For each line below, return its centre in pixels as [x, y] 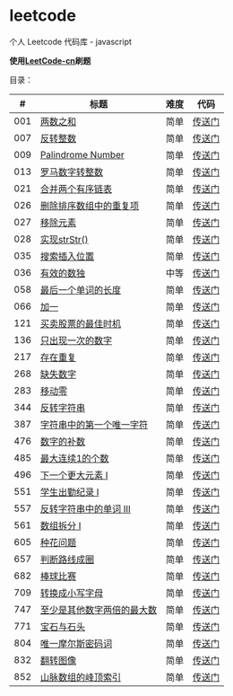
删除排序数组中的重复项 [90, 206]
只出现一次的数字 [76, 340]
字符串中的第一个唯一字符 [94, 425]
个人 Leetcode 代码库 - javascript [71, 41]
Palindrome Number [82, 154]
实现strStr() [64, 239]
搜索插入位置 [67, 256]
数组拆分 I [60, 525]
